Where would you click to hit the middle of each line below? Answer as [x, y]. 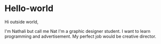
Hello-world [29, 8]
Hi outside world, [22, 22]
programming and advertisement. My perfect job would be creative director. [80, 36]
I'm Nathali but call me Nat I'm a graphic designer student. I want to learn [78, 31]
